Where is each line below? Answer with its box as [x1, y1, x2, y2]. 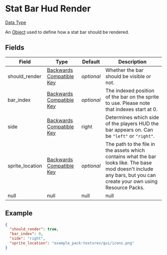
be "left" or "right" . [105, 132, 155, 139]
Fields [5, 43, 25, 52]
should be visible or [105, 73, 152, 80]
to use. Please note [105, 99, 150, 106]
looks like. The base [105, 159, 152, 166]
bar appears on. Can [105, 126, 153, 133]
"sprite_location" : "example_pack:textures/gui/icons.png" [9, 241, 135, 246]
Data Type [5, 19, 26, 25]
